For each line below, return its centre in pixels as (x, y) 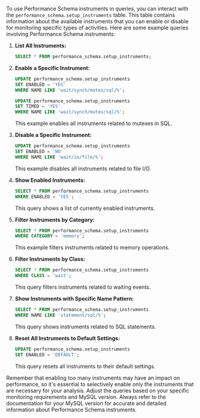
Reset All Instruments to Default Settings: (67, 338)
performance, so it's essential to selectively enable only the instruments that (100, 384)
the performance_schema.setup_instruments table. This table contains (91, 15)
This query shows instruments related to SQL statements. (85, 327)
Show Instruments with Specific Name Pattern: (74, 299)
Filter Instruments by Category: (55, 219)
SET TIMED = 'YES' (38, 106)
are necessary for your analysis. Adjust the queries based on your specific (98, 390)
